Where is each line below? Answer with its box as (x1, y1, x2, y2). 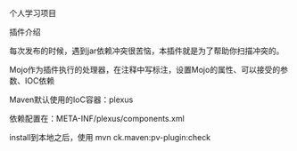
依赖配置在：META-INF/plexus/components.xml (9, 114, 185, 123)
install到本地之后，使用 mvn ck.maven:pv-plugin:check (9, 132, 211, 142)
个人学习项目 (9, 8, 56, 18)
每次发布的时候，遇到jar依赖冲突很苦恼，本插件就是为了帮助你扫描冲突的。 (9, 45, 285, 56)
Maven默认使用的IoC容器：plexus (9, 94, 134, 105)
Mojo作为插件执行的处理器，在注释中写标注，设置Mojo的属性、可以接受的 (9, 65, 281, 75)
